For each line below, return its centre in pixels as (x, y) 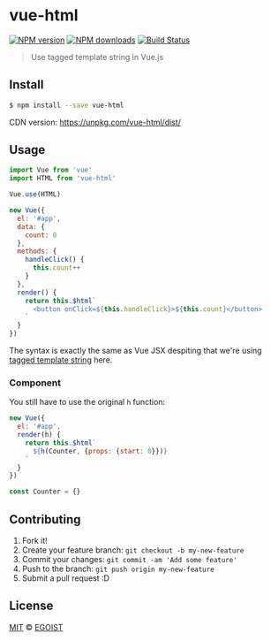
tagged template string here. (61, 360)
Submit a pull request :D (66, 578)
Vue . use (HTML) (35, 195)
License (31, 606)
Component (35, 383)
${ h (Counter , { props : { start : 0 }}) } (100, 451)
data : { (31, 226)
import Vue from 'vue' (51, 170)
